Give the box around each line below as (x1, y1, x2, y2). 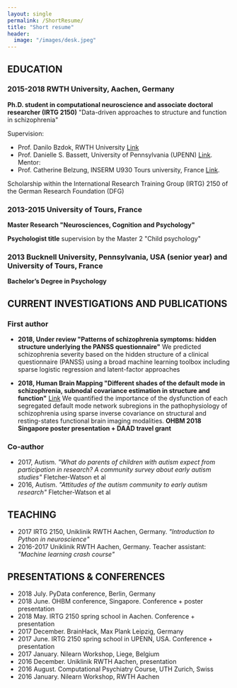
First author (7, 318, 49, 328)
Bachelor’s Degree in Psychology (7, 277, 108, 286)
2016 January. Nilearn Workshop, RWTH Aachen (17, 672, 160, 681)
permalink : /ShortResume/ (7, 17, 83, 24)
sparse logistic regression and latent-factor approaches (17, 365, 180, 374)
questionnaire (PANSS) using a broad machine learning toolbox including (17, 357, 230, 366)
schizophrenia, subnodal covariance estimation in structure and (17, 387, 210, 395)
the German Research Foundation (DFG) (7, 187, 125, 195)
